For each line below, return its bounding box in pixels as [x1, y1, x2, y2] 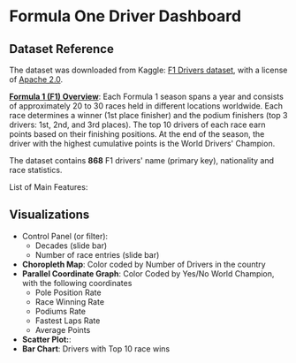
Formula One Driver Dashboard [9, 6, 241, 26]
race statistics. [9, 165, 63, 175]
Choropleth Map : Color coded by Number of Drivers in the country [21, 259, 267, 269]
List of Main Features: [9, 182, 88, 192]
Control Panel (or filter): [21, 231, 109, 241]
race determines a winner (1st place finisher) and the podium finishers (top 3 [9, 110, 288, 120]
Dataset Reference [9, 42, 115, 57]
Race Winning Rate [34, 296, 104, 306]
